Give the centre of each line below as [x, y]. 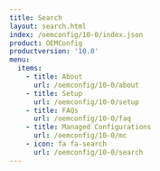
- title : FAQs [52, 110]
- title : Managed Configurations [89, 128]
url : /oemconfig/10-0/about [86, 85]
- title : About [54, 77]
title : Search [36, 18]
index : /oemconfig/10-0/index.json [76, 34]
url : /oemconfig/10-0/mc [80, 136]
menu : [19, 60]
